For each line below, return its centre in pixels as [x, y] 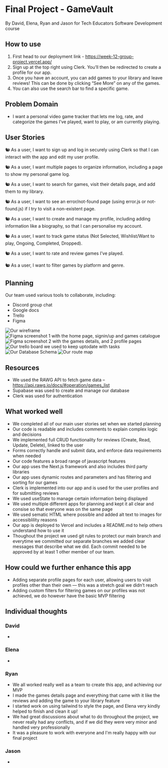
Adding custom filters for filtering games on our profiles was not [79, 590]
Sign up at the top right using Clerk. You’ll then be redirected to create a [87, 67]
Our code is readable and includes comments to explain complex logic [85, 429]
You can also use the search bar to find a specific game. [71, 88]
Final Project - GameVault [59, 9]
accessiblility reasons [35, 520]
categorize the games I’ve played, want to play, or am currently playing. [86, 122]
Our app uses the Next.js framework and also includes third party [80, 466]
